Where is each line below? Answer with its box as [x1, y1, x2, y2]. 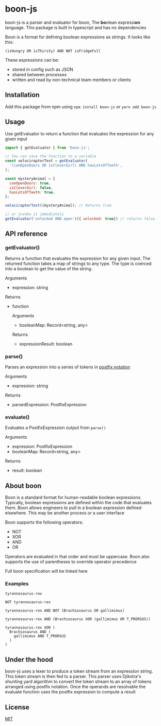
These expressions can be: [5, 57, 59, 63]
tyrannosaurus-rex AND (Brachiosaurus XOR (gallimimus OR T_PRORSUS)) [5, 617, 151, 622]
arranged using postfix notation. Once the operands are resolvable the [5, 684, 146, 690]
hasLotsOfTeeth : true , [9, 190, 55, 195]
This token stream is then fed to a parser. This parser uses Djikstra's [5, 674, 142, 679]
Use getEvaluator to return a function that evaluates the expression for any [5, 131, 154, 136]
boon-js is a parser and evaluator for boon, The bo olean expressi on [5, 19, 141, 25]
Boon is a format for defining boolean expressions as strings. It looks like [5, 34, 150, 40]
